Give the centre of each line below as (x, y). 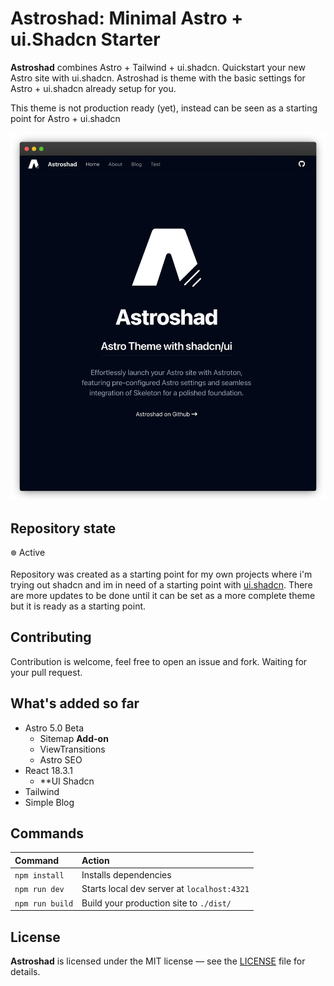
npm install (39, 876)
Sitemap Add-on (74, 738)
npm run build (44, 903)
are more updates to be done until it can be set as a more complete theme (163, 596)
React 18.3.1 (48, 770)
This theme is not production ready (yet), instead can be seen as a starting (164, 108)
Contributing (51, 637)
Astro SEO (61, 759)
